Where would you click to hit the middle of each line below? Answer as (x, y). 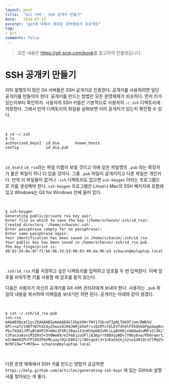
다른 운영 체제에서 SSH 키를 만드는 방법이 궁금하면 (55, 364)
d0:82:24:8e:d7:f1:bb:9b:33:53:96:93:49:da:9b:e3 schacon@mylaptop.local (84, 251)
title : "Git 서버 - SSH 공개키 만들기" (44, 15)
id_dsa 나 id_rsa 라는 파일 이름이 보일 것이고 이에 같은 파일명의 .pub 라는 (76, 167)
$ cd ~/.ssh (18, 134)
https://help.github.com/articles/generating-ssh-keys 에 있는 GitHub (79, 370)
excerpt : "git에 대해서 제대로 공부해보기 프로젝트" (53, 24)
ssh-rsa (13, 318)
